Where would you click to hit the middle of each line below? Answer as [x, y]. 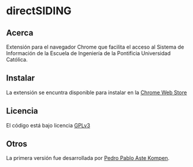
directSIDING [39, 11]
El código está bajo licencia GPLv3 [48, 125]
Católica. [17, 60]
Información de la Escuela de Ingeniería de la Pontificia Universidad [88, 53]
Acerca [20, 33]
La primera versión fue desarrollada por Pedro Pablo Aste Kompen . [88, 158]
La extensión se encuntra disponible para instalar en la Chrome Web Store [97, 92]
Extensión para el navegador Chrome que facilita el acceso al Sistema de [95, 47]
